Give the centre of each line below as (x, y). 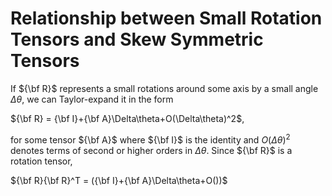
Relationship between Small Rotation (166, 18)
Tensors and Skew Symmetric (137, 39)
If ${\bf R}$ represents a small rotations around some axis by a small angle (164, 88)
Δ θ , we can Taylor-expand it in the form (92, 99)
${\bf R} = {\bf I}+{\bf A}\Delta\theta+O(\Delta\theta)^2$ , (127, 118)
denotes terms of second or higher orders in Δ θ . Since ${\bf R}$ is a (151, 150)
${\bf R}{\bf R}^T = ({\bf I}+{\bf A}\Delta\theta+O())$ (119, 180)
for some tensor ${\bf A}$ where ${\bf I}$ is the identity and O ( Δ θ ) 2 (150, 139)
